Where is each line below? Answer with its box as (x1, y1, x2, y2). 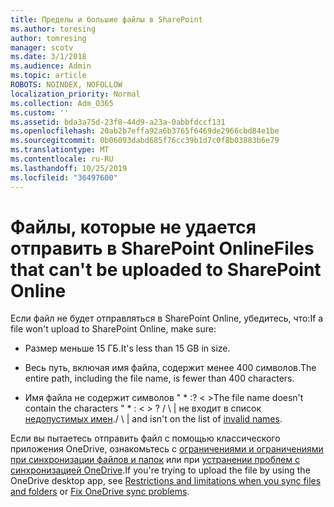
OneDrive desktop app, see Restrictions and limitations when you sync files (10, 475, 322, 487)
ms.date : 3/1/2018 (10, 52, 87, 62)
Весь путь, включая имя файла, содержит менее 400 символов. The (24, 362, 317, 374)
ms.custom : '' (10, 107, 70, 118)
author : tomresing (10, 33, 87, 43)
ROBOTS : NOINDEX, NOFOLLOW (10, 80, 123, 90)
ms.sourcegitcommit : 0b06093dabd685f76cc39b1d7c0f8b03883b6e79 (10, 136, 280, 146)
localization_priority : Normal (10, 89, 141, 99)
